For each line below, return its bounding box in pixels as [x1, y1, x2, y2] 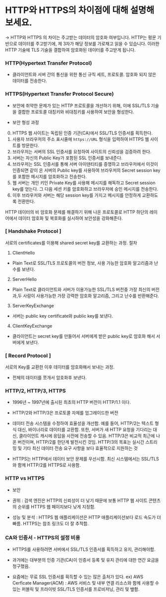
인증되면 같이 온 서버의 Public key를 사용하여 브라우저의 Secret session [12, 167, 152, 173]
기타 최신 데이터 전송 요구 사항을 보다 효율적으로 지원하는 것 [23, 445, 138, 451]
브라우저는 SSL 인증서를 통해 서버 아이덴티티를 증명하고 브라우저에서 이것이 [12, 161, 159, 167]
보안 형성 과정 [12, 119, 39, 125]
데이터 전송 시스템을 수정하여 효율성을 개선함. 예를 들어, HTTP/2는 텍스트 [12, 420, 154, 426]
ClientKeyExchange [12, 323, 53, 329]
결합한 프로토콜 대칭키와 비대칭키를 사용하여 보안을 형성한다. [17, 109, 135, 115]
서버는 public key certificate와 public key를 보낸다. [12, 313, 113, 319]
